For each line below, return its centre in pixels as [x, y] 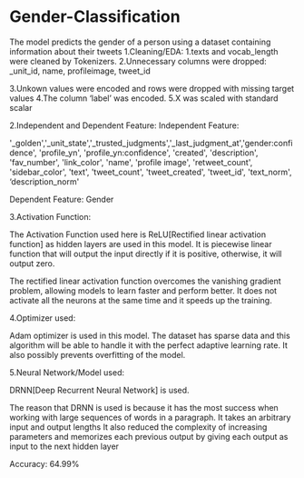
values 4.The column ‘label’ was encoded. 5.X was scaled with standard [144, 98]
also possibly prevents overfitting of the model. [98, 354]
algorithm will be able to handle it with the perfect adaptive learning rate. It [148, 345]
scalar [21, 107]
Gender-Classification [95, 17]
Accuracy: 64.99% [44, 463]
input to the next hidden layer [64, 446]
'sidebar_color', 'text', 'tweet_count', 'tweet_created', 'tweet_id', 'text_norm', [151, 172]
